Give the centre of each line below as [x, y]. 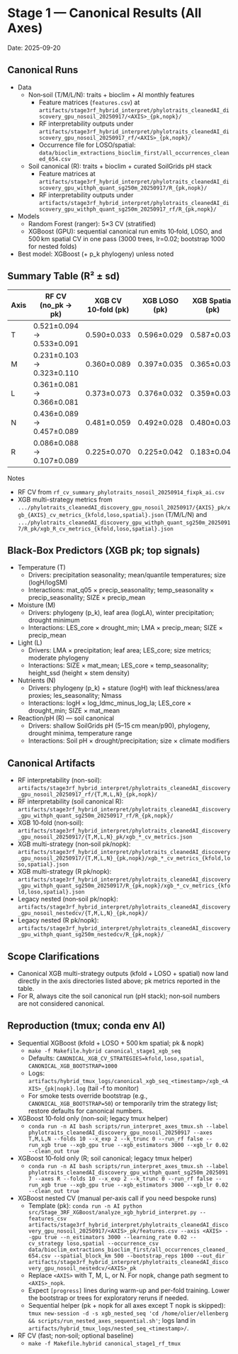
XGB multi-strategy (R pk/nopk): [64, 872]
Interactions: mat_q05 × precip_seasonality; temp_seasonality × [121, 590]
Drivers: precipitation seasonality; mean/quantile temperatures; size [127, 575]
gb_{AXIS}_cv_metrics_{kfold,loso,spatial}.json [91, 515]
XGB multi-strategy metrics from [65, 499]
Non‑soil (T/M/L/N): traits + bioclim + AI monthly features [111, 94]
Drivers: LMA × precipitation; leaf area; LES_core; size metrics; [119, 650]
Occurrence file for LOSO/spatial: [87, 145]
